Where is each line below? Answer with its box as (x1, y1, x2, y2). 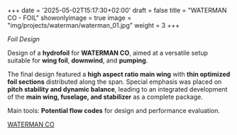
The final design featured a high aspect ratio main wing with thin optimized (7, 70, 231, 78)
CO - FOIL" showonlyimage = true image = (7, 13, 132, 22)
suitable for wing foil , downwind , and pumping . (7, 56, 148, 65)
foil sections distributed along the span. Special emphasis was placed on (7, 77, 222, 86)
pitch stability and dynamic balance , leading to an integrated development (7, 85, 228, 93)
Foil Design (7, 35, 40, 43)
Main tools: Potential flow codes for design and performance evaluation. (7, 107, 221, 114)
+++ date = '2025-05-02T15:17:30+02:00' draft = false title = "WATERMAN (7, 6, 227, 14)
